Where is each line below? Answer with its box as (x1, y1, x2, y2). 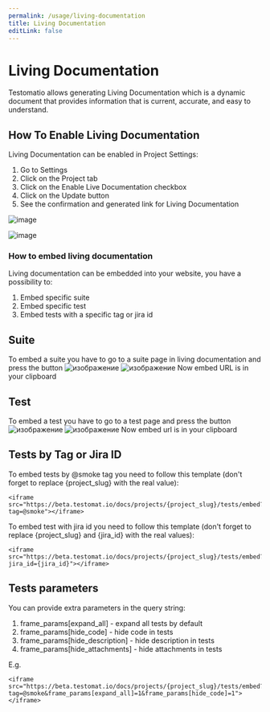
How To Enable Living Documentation (8, 128, 200, 141)
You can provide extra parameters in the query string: (8, 603, 186, 612)
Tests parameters (8, 582, 99, 595)
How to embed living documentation (8, 251, 153, 262)
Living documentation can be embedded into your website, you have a (8, 268, 242, 278)
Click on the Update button (19, 190, 110, 201)
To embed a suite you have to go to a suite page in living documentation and (8, 354, 261, 364)
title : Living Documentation (8, 19, 106, 27)
